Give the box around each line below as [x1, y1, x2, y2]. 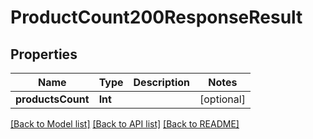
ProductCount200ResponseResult [10, 6, 303, 29]
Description [133, 76, 190, 89]
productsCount [15, 92, 90, 106]
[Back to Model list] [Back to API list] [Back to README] [10, 118, 240, 130]
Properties [10, 46, 78, 63]
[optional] [199, 92, 246, 106]
